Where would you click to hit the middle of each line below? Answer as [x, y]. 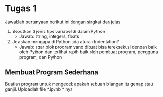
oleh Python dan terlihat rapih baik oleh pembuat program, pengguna [89, 52]
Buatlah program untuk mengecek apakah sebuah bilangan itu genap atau [79, 84]
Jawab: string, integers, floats [49, 36]
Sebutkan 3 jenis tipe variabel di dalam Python [59, 31]
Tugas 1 [21, 8]
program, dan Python [41, 57]
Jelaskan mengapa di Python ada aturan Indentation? [65, 41]
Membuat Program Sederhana [52, 73]
